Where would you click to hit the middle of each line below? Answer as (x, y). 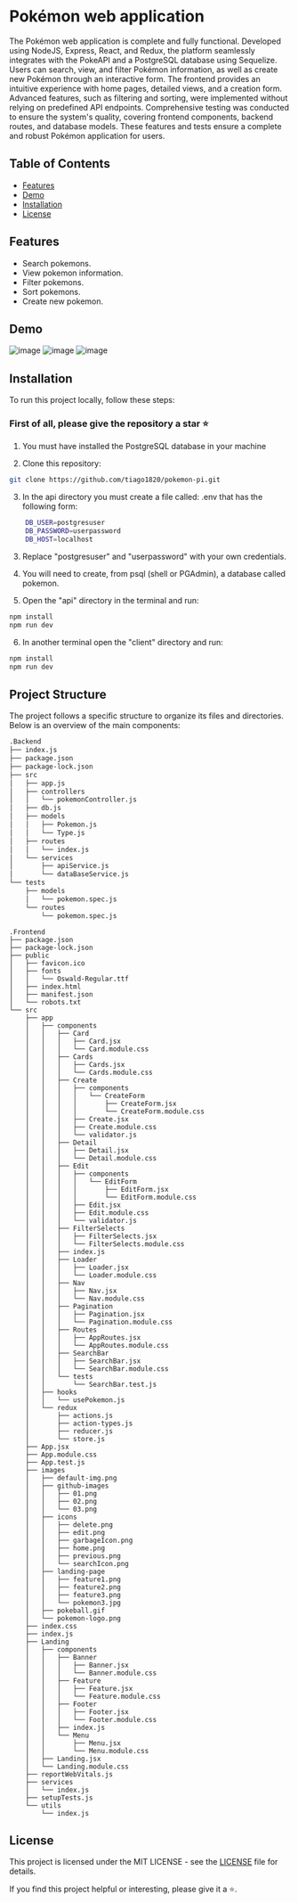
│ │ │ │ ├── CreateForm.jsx (101, 1103)
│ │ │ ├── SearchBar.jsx (83, 1361)
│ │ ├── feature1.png (73, 1579)
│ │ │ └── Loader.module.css (91, 1275)
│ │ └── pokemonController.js (73, 800)
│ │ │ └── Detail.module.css (91, 1158)
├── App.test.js (56, 1462)
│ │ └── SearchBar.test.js (91, 1384)
